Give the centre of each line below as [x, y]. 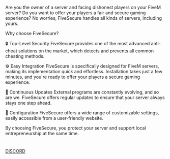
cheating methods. [25, 56]
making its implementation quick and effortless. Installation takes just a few [84, 71]
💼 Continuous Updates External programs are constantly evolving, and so [82, 92]
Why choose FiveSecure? [32, 33]
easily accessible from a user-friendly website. [54, 118]
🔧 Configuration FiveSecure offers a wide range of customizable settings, [82, 113]
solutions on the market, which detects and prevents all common [86, 51]
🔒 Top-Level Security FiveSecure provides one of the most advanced [78, 43]
